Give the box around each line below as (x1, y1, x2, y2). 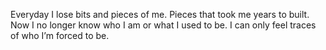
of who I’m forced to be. (10, 30, 110, 41)
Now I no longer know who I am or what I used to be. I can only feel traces (10, 19, 317, 31)
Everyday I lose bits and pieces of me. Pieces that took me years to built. (10, 9, 310, 20)
